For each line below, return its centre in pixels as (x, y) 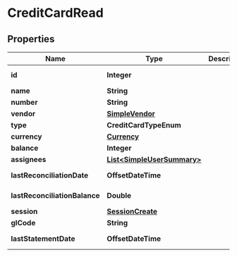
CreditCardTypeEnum (144, 125)
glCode (23, 223)
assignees (29, 159)
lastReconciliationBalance (55, 195)
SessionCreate (132, 211)
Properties (31, 39)
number (24, 102)
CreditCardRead (55, 13)
